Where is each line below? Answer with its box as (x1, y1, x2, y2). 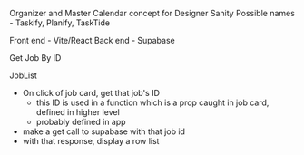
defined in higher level (35, 107, 120, 117)
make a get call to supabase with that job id (22, 126, 186, 137)
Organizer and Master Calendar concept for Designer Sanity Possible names (9, 8, 295, 18)
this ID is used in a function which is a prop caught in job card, (35, 97, 270, 108)
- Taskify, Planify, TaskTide (9, 17, 111, 28)
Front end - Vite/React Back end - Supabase (9, 35, 175, 45)
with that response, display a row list (22, 136, 160, 146)
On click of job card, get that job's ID (22, 88, 161, 98)
